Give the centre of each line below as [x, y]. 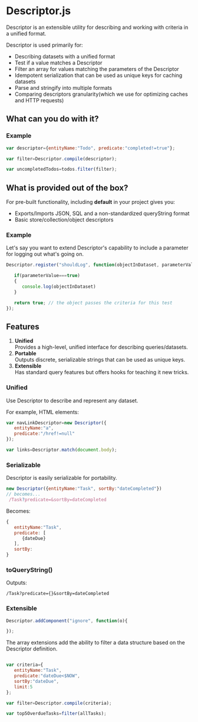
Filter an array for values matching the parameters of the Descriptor [97, 69]
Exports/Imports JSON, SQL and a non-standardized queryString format [102, 213]
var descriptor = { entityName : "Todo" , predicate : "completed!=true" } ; [91, 148]
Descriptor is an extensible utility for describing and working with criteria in [97, 27]
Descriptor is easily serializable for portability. [62, 478]
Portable [25, 353]
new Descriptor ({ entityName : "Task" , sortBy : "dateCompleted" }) [84, 489]
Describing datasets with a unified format [65, 56]
